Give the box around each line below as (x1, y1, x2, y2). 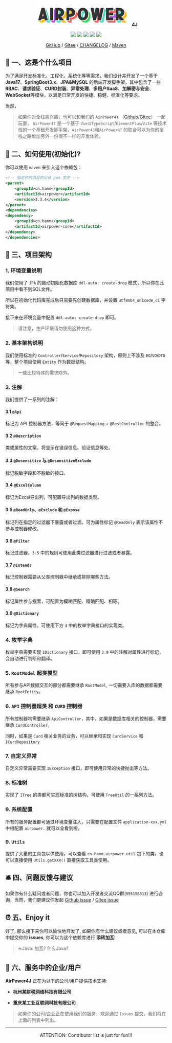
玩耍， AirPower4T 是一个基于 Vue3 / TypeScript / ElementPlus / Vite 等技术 (17, 120, 167, 127)
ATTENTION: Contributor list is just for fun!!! (40, 1032, 132, 1038)
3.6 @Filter (5, 537, 30, 544)
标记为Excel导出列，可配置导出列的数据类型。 (5, 494, 102, 500)
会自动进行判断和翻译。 (5, 655, 55, 662)
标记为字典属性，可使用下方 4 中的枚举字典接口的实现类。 (5, 622, 127, 628)
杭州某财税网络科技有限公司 (12, 989, 72, 995)
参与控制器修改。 (5, 525, 41, 531)
